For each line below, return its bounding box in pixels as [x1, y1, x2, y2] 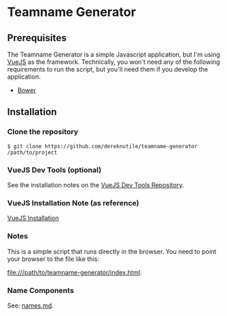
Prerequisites [7, 32, 67, 44]
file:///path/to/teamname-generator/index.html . [7, 268, 142, 276]
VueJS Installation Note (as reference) [7, 198, 139, 207]
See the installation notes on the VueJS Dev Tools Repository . [7, 180, 185, 189]
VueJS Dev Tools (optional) [7, 165, 102, 175]
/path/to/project [7, 149, 58, 156]
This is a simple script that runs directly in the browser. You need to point [7, 247, 217, 255]
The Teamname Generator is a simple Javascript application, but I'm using [7, 50, 221, 58]
